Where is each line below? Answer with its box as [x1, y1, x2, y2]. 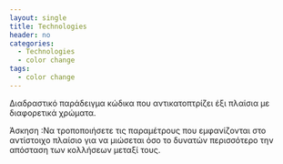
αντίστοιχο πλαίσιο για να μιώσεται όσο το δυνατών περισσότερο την [9, 134, 274, 146]
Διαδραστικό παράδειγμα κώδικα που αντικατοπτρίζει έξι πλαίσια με [9, 97, 270, 108]
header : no [9, 30, 51, 39]
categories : [9, 38, 55, 48]
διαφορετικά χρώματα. [9, 107, 96, 118]
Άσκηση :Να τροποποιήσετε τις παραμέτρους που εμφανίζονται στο [9, 125, 267, 136]
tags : [9, 65, 30, 74]
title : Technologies [9, 22, 88, 31]
